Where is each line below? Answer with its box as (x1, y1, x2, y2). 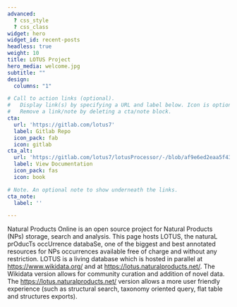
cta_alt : (7, 147, 33, 155)
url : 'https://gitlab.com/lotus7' (13, 121, 115, 128)
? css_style (13, 17, 49, 24)
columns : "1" (13, 82, 52, 89)
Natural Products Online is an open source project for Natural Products (7, 225, 213, 233)
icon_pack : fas (13, 167, 59, 174)
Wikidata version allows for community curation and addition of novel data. (7, 270, 225, 278)
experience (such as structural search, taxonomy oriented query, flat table (7, 284, 224, 293)
